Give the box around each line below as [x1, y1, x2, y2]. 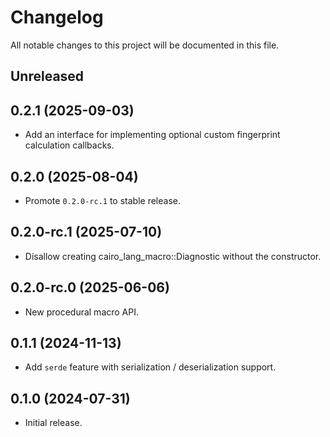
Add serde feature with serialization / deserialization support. [24, 361, 277, 373]
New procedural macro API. [24, 306, 140, 318]
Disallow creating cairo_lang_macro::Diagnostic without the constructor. [24, 250, 322, 262]
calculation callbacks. [24, 139, 115, 151]
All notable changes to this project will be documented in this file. [10, 39, 280, 51]
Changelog [10, 6, 104, 29]
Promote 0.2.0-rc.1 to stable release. [24, 194, 181, 206]
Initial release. [24, 417, 83, 429]
